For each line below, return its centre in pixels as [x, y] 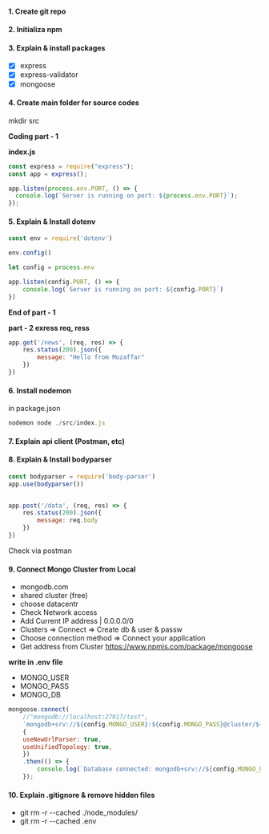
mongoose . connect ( [39, 710]
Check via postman [40, 551]
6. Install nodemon [40, 390]
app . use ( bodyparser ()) [46, 484]
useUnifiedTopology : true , [68, 747]
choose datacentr [49, 604]
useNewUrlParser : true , [62, 739]
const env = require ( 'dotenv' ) [60, 238]
